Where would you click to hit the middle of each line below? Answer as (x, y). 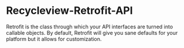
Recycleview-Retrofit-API (69, 11)
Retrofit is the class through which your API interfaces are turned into (90, 27)
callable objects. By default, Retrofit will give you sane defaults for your (92, 32)
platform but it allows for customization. (54, 39)
